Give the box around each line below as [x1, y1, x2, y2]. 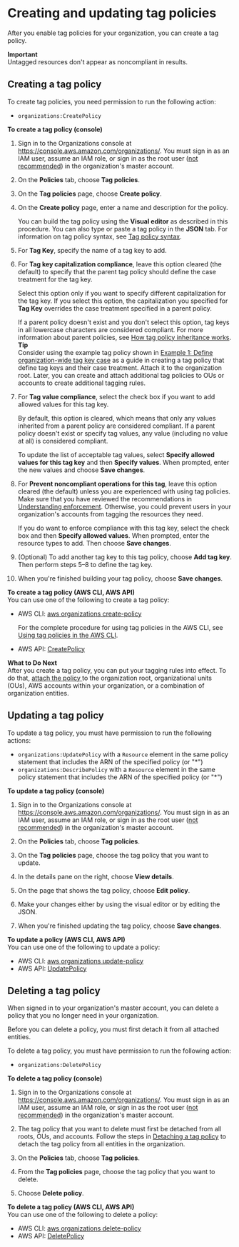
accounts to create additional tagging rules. [17, 379, 146, 387]
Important [7, 50, 38, 59]
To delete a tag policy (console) [7, 1074, 103, 1083]
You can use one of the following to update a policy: [7, 943, 161, 951]
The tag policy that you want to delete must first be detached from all [17, 1125, 222, 1133]
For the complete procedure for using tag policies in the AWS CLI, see [17, 623, 223, 631]
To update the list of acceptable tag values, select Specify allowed [17, 450, 215, 459]
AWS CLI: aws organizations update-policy [17, 956, 144, 965]
